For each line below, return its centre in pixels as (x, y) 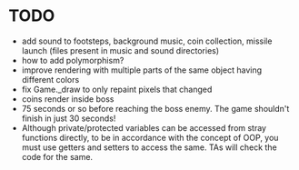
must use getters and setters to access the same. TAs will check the (149, 147)
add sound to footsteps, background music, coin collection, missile (147, 41)
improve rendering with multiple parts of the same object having (142, 70)
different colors (50, 79)
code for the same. (57, 156)
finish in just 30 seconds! (69, 118)
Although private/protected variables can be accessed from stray (144, 127)
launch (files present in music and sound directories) (120, 50)
